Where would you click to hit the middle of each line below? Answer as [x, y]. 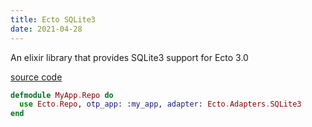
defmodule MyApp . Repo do [62, 95]
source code [36, 77]
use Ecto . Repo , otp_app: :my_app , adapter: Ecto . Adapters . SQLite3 [160, 104]
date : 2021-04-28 [46, 29]
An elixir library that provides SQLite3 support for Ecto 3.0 [129, 57]
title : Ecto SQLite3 [53, 19]
